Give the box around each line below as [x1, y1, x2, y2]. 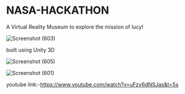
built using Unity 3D [6, 46, 55, 54]
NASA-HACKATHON [6, 4, 109, 17]
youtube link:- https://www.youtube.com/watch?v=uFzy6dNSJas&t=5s [6, 81, 179, 88]
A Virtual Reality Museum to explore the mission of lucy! [6, 23, 144, 30]
